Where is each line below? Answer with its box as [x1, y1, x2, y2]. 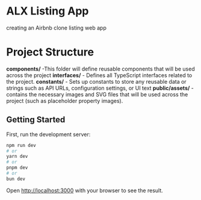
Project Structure [6, 45, 94, 59]
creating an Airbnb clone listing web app [6, 24, 107, 31]
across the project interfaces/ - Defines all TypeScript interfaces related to [6, 71, 193, 79]
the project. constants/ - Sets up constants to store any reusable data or [6, 78, 187, 85]
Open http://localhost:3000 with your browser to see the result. [6, 187, 164, 194]
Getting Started [6, 114, 66, 125]
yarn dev [6, 154, 28, 160]
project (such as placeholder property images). [6, 97, 123, 104]
